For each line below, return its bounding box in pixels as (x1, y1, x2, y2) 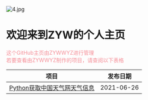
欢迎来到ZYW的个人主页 (6, 29, 126, 42)
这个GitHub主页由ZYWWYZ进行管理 (6, 49, 95, 56)
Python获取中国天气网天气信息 (9, 83, 95, 92)
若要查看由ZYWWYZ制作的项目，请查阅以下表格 (6, 57, 124, 64)
